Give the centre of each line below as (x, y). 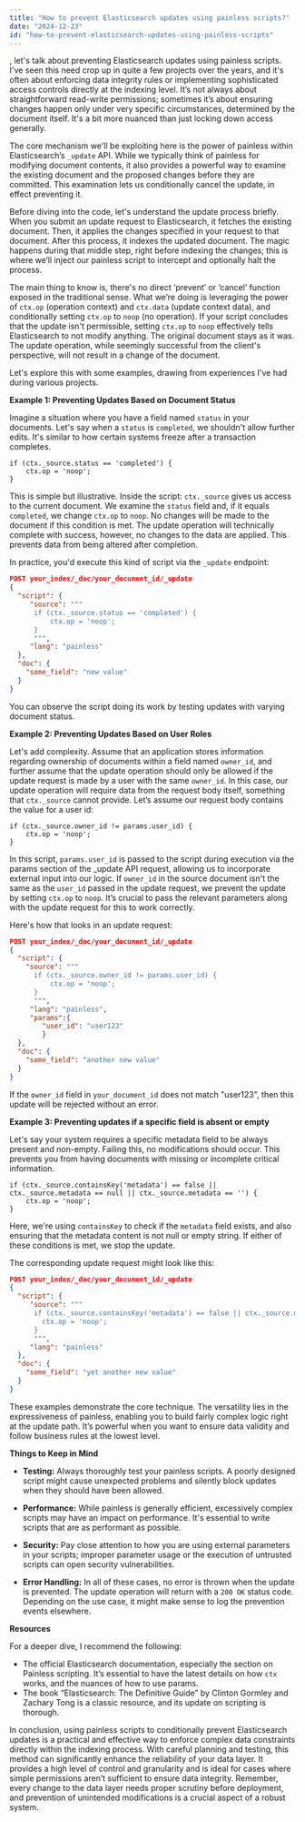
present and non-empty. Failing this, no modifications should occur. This (145, 1149)
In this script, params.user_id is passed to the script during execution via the (152, 859)
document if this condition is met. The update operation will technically (142, 525)
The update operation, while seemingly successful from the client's (135, 346)
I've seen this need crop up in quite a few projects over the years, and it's (147, 70)
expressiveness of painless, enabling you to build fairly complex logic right (149, 1416)
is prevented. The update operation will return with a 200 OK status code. (158, 1591)
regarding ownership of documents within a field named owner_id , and (141, 761)
